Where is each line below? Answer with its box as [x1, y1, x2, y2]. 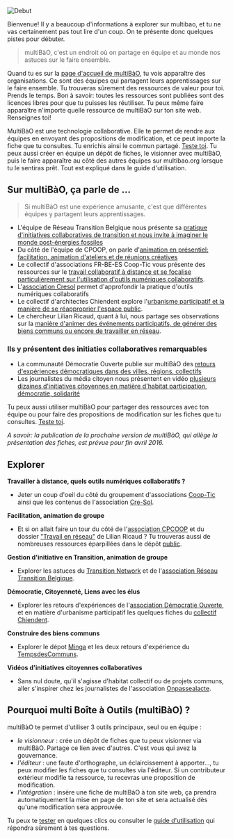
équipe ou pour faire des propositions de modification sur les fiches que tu [7, 410, 221, 418]
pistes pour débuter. [7, 35, 65, 43]
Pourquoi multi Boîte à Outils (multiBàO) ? [7, 704, 191, 716]
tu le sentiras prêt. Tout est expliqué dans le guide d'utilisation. [7, 164, 187, 172]
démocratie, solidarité [17, 389, 80, 398]
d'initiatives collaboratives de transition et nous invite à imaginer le [17, 230, 209, 239]
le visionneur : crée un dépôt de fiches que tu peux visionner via [17, 736, 202, 744]
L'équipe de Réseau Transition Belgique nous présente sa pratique [17, 223, 207, 231]
